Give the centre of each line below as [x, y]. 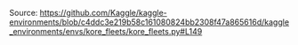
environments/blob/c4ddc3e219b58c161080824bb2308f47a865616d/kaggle [149, 22]
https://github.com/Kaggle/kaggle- [103, 13]
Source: [24, 13]
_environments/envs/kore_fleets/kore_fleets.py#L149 [106, 31]
